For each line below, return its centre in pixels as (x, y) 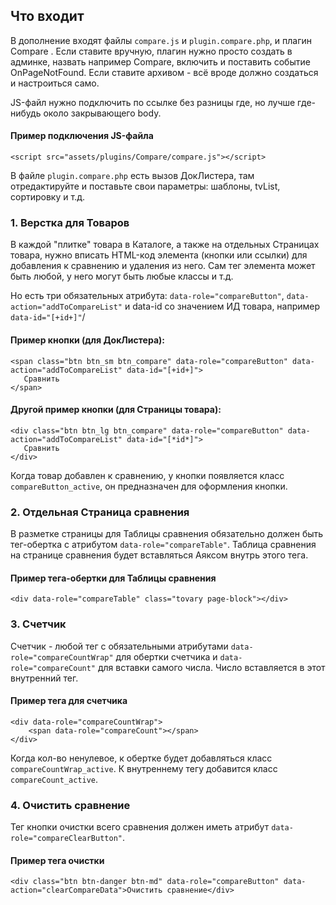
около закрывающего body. (102, 113)
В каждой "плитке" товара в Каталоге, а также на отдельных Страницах (165, 245)
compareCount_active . (54, 779)
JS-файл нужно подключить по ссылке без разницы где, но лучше (153, 102)
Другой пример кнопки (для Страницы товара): (116, 410)
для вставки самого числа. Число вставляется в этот (211, 667)
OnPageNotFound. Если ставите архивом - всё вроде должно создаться (164, 72)
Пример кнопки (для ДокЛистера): (87, 340)
